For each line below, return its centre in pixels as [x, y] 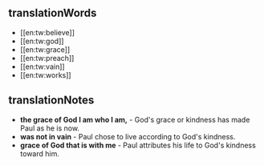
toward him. [40, 153]
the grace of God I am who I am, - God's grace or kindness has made [135, 119]
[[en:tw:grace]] [45, 49]
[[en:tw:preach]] [47, 58]
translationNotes [51, 101]
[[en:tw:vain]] [43, 66]
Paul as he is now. [50, 128]
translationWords [53, 13]
